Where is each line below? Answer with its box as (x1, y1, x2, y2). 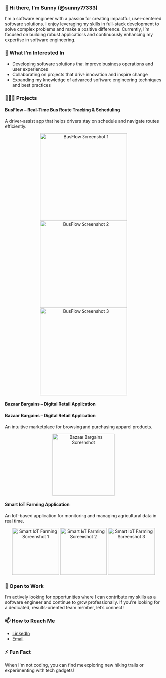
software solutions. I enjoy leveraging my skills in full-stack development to (5, 21, 159, 27)
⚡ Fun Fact (5, 649, 31, 656)
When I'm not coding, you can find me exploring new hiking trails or (5, 662, 144, 668)
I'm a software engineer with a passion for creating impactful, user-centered (5, 16, 162, 22)
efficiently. (5, 123, 27, 129)
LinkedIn (12, 631, 30, 637)
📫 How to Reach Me (5, 617, 55, 624)
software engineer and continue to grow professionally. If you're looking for (5, 599, 160, 605)
